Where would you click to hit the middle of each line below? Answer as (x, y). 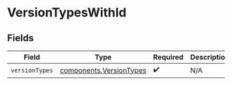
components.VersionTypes (103, 70)
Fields (21, 38)
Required (168, 57)
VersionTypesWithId (67, 13)
